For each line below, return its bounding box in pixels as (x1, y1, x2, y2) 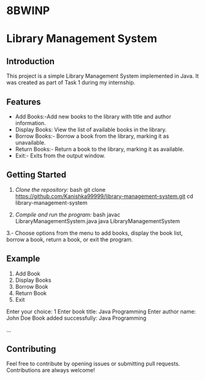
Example (6, 254, 40, 264)
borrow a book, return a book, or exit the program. (6, 235, 133, 243)
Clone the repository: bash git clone (15, 186, 106, 193)
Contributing (6, 344, 56, 354)
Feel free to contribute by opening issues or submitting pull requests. (6, 360, 181, 368)
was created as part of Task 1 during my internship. (6, 79, 136, 86)
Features (6, 96, 41, 107)
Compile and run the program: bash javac (15, 211, 121, 218)
